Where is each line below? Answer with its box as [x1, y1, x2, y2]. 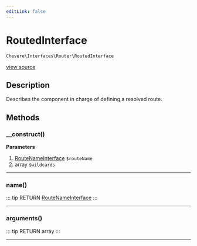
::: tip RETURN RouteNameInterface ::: [6, 194, 98, 202]
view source [6, 63, 36, 70]
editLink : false [6, 8, 46, 15]
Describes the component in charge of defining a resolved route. [6, 96, 162, 103]
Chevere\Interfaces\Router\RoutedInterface [6, 53, 114, 59]
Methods [6, 112, 40, 123]
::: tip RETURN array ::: [6, 227, 60, 234]
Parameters [6, 144, 35, 151]
